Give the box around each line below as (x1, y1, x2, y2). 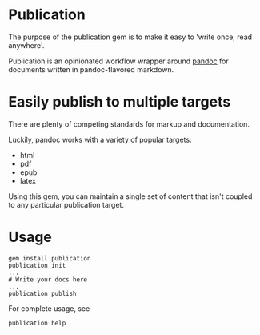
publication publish (8, 289, 78, 297)
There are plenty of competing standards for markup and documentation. (8, 119, 250, 129)
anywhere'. (8, 40, 45, 50)
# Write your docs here (8, 275, 88, 284)
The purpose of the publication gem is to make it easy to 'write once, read (8, 32, 253, 42)
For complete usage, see (8, 303, 90, 313)
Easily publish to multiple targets (8, 93, 231, 111)
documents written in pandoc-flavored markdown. (8, 64, 174, 74)
